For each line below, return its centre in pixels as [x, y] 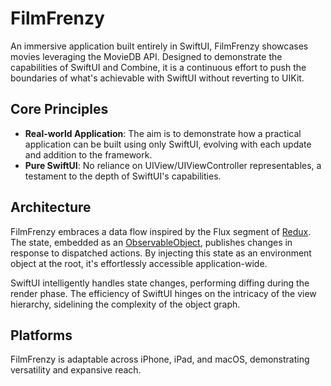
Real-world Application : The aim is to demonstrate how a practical [163, 133]
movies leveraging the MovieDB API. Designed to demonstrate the [146, 56]
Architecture [51, 207]
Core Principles [59, 109]
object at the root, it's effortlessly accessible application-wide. [139, 263]
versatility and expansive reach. [76, 370]
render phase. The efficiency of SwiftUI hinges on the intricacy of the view [163, 293]
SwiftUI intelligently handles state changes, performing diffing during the [160, 283]
